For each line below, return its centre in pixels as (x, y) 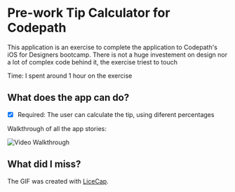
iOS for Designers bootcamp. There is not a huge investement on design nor (117, 55)
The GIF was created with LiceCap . (58, 181)
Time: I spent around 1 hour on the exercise (70, 76)
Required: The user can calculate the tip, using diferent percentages (116, 114)
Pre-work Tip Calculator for (89, 13)
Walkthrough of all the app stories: (57, 128)
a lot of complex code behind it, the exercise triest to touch (92, 62)
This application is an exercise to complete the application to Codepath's (112, 47)
